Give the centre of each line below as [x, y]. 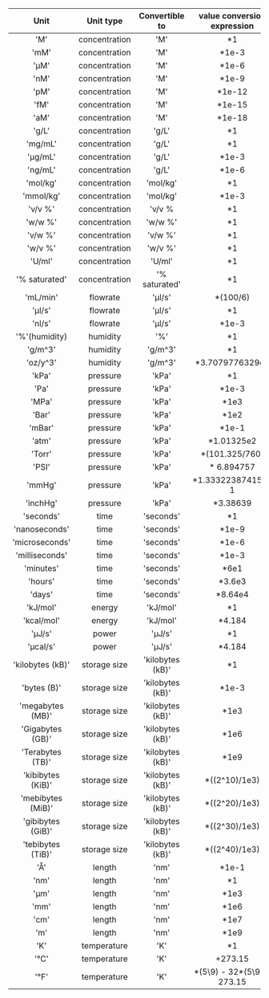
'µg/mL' [42, 157]
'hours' [41, 581]
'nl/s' [41, 323]
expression [233, 26]
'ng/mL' [41, 170]
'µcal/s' [42, 647]
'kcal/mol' [41, 620]
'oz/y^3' [42, 363]
